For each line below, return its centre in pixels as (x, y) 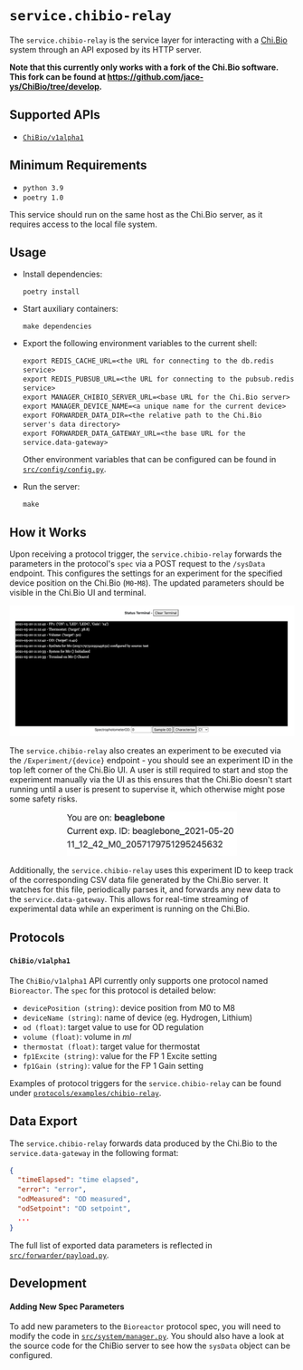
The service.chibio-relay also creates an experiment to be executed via (146, 751)
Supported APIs (55, 115)
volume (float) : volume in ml (77, 1036)
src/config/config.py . (64, 469)
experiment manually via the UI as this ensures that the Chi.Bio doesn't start (151, 780)
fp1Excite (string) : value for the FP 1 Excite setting (119, 1055)
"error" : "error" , (52, 1190)
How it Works (48, 532)
